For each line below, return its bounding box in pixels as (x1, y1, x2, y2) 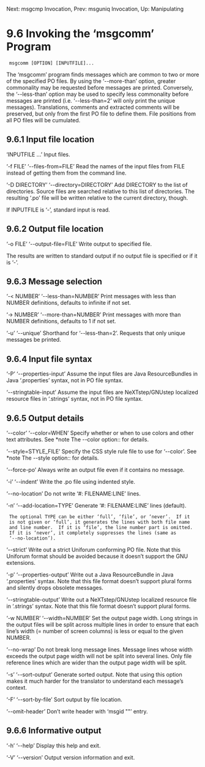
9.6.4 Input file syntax (6, 353, 92, 364)
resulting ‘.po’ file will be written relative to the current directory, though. (6, 194, 188, 202)
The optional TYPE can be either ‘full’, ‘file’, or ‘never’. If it (9, 514, 190, 520)
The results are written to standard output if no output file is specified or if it (6, 252, 198, 259)
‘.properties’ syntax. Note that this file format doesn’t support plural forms (6, 578, 192, 584)
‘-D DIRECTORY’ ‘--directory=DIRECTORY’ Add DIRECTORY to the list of (6, 181, 188, 188)
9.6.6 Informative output (6, 725, 102, 736)
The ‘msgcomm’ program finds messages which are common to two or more (6, 71, 199, 78)
